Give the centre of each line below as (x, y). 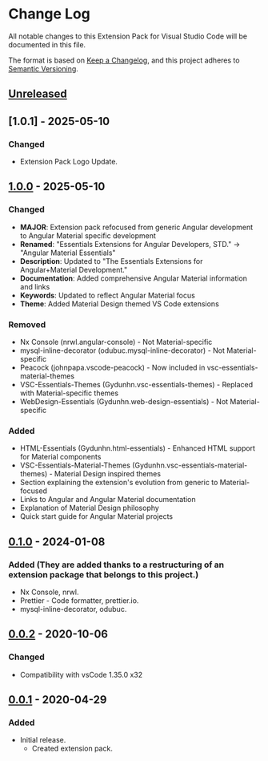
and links (35, 286)
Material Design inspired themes (108, 474)
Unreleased (38, 94)
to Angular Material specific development (88, 235)
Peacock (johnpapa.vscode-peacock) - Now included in (112, 367)
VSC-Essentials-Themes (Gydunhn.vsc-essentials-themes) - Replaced (136, 385)
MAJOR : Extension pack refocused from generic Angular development (136, 227)
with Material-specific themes (69, 393)
